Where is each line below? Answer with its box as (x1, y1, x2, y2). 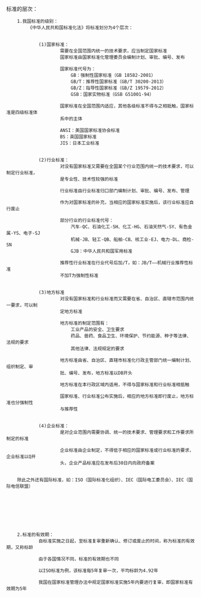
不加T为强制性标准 (59, 272, 99, 278)
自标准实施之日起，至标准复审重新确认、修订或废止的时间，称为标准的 (38, 538, 186, 544)
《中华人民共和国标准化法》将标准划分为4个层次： (28, 25, 133, 31)
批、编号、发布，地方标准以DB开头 (59, 370, 133, 376)
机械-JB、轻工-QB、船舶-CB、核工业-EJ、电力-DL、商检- (70, 236, 194, 242)
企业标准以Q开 (6, 454, 36, 460)
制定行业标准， (6, 170, 38, 176)
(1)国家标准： (38, 41, 69, 47)
